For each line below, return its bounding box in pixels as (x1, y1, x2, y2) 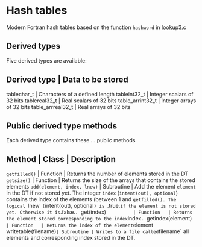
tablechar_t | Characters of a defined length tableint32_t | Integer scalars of (6, 90, 194, 98)
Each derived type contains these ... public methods (6, 137, 136, 144)
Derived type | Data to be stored (6, 75, 128, 85)
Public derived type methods (6, 120, 118, 131)
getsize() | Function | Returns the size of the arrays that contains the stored (6, 177, 196, 184)
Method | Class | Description (6, 154, 116, 164)
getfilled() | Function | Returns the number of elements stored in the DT (6, 170, 189, 178)
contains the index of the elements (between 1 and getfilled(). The (6, 196, 177, 203)
